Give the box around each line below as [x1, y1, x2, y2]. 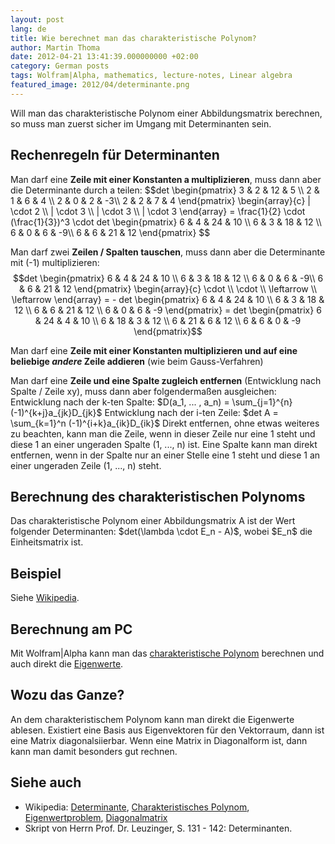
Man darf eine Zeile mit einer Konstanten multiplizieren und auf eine [10, 344, 298, 356]
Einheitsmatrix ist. [10, 536, 84, 548]
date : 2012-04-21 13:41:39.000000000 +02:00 [10, 52, 199, 62]
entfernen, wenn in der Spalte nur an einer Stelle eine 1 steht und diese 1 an [10, 449, 321, 461]
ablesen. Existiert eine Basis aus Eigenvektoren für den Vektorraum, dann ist [10, 724, 325, 736]
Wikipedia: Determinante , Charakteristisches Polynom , [24, 801, 250, 813]
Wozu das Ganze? [10, 687, 125, 704]
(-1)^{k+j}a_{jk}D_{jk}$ [10, 406, 103, 418]
